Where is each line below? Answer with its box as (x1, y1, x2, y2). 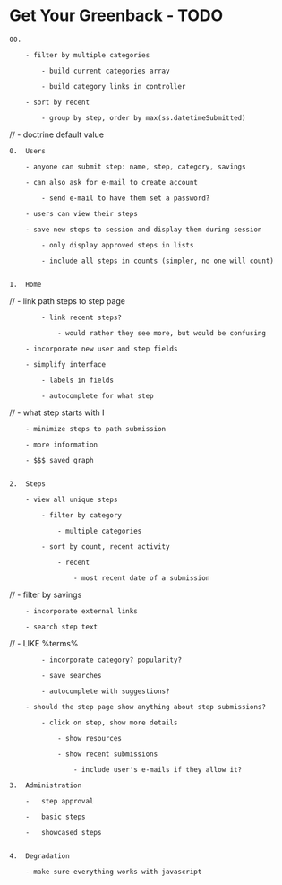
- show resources (56, 733, 123, 742)
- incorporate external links (25, 606, 139, 615)
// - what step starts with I (9, 407, 105, 418)
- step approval (25, 796, 94, 805)
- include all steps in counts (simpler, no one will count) (41, 256, 275, 265)
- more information (25, 440, 98, 449)
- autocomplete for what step (41, 391, 154, 400)
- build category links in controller (41, 82, 186, 91)
